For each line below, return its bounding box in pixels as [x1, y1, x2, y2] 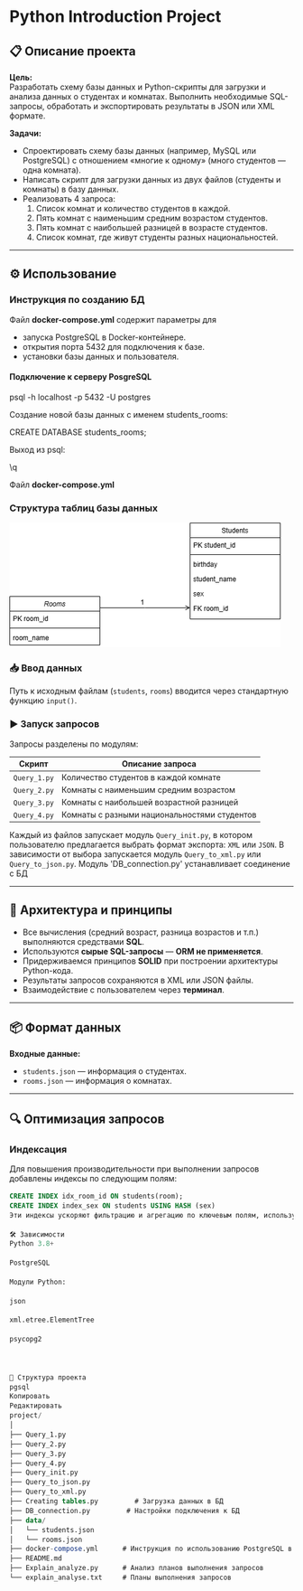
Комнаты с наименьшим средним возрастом [61, 784, 236, 795]
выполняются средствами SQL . [22, 936, 145, 946]
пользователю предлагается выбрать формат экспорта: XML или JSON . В [9, 839, 285, 850]
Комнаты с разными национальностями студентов [61, 809, 257, 820]
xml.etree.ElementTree [9, 1315, 95, 1325]
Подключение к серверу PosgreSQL [9, 372, 152, 382]
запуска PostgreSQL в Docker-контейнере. [22, 332, 187, 343]
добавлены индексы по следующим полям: [9, 1173, 178, 1184]
